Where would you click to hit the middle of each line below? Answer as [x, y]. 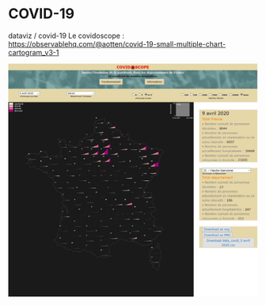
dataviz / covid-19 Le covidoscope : [66, 36]
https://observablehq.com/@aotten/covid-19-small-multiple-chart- [117, 43]
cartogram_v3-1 [34, 52]
